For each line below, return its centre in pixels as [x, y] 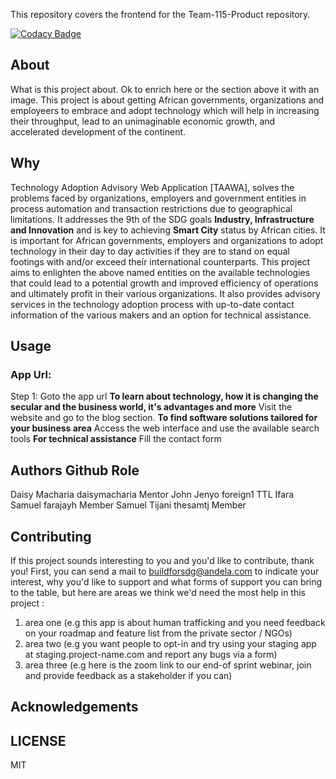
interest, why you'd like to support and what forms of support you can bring [166, 581]
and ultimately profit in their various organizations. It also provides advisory [165, 293]
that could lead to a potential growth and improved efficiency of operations [164, 283]
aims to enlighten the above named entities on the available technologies [160, 272]
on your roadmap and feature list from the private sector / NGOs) [158, 633]
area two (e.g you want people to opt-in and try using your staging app [170, 643]
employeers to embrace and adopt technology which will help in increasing [165, 110]
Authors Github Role [75, 470]
